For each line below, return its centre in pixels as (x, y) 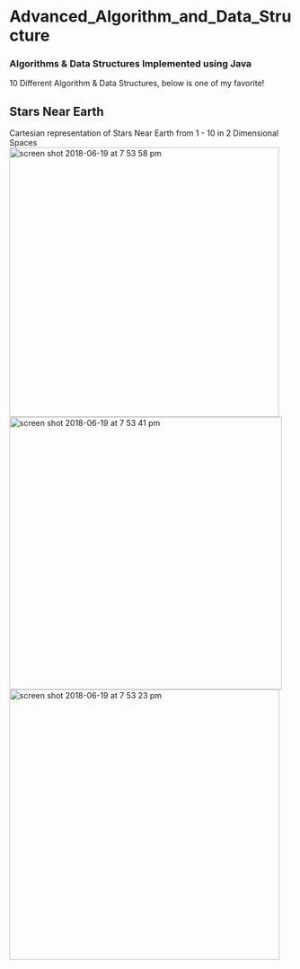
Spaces (23, 143)
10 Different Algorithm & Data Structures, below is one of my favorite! (137, 84)
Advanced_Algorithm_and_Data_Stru (150, 17)
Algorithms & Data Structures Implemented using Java (131, 64)
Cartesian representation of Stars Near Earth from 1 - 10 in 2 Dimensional (144, 133)
